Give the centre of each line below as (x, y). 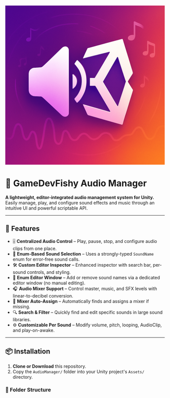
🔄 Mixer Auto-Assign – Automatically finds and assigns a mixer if (81, 301)
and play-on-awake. (33, 330)
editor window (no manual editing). (49, 283)
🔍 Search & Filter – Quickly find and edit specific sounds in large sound (88, 312)
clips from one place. (35, 248)
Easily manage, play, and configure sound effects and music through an (80, 203)
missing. (21, 307)
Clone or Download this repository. (49, 366)
